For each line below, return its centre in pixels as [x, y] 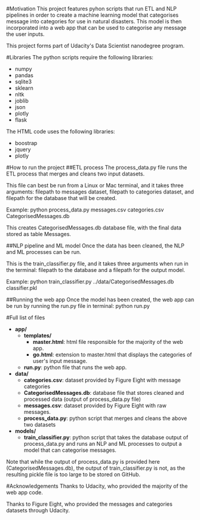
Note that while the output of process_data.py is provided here [83, 462]
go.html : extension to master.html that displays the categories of [112, 355]
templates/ [38, 335]
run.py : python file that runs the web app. [75, 367]
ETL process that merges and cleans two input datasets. [76, 174]
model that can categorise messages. [70, 450]
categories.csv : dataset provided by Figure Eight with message [102, 380]
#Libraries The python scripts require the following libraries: [80, 57]
